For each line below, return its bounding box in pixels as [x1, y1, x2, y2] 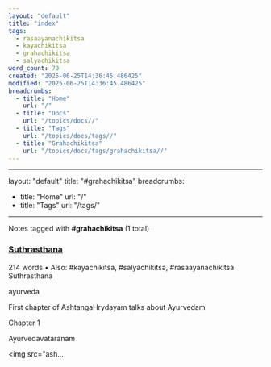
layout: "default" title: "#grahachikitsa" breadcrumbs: [8, 177, 186, 186]
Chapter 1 [8, 318, 40, 327]
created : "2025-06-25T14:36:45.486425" [8, 72, 143, 80]
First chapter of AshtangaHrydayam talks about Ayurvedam [8, 302, 206, 311]
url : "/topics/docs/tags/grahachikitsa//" [23, 147, 168, 155]
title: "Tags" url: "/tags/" [19, 201, 101, 211]
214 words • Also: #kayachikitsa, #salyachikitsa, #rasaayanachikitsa [8, 262, 235, 272]
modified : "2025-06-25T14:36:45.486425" [8, 79, 147, 87]
